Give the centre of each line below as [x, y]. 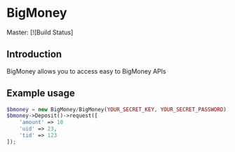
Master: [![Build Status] [40, 32]
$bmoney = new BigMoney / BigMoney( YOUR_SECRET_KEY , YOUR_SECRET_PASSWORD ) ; [118, 109]
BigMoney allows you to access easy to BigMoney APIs [86, 71]
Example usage [41, 94]
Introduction [34, 54]
